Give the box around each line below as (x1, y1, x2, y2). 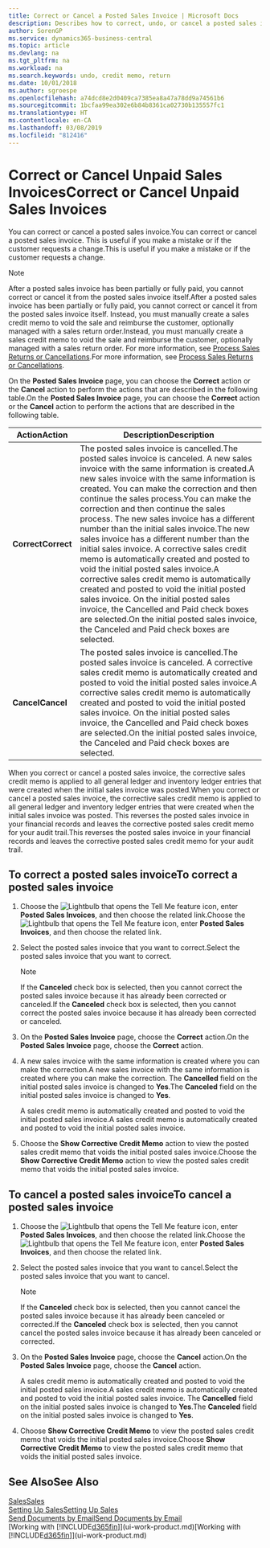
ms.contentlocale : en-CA (8, 117, 92, 125)
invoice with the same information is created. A (80, 463, 255, 474)
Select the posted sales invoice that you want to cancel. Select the (19, 1263, 239, 1272)
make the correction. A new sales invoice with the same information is (19, 1065, 251, 1075)
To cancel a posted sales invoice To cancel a (8, 1187, 231, 1202)
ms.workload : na (8, 64, 63, 72)
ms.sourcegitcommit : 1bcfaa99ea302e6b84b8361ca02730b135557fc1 (8, 101, 225, 109)
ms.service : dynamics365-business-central (8, 34, 153, 43)
